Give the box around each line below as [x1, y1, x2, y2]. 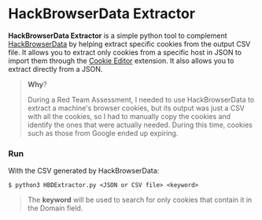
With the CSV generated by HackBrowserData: [8, 166, 160, 176]
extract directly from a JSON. [8, 64, 103, 73]
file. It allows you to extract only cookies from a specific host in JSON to [8, 47, 242, 57]
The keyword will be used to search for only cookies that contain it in [27, 195, 253, 205]
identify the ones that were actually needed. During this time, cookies [27, 120, 253, 129]
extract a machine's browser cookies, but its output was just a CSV [27, 103, 245, 113]
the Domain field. [27, 203, 83, 213]
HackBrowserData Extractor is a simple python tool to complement [8, 31, 227, 40]
